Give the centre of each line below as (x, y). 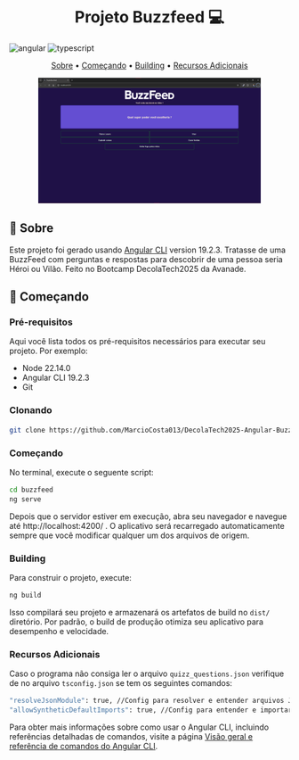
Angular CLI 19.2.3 (56, 378)
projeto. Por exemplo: (48, 351)
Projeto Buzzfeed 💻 (149, 17)
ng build (25, 595)
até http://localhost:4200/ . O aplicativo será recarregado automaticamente (147, 525)
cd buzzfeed (31, 490)
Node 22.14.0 (46, 368)
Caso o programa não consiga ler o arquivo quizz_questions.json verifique (147, 673)
